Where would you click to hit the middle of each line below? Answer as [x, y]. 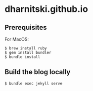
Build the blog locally [38, 72]
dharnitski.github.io [46, 9]
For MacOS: [17, 39]
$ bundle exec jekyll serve [34, 83]
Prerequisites [26, 27]
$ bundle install [23, 57]
